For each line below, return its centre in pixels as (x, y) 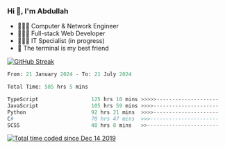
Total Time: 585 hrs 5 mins (48, 87)
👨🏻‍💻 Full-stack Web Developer (61, 33)
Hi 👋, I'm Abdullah (38, 11)
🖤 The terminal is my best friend (63, 49)
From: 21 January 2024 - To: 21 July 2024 (69, 74)
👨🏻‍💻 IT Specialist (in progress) (61, 41)
